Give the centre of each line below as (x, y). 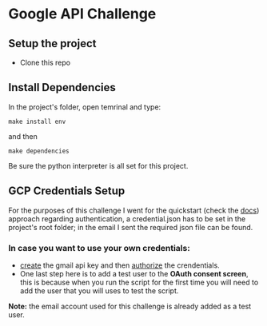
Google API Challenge (82, 14)
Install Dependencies (62, 87)
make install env (37, 121)
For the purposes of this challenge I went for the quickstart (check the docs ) (134, 210)
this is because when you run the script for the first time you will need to (139, 282)
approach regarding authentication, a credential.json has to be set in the (127, 219)
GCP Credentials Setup (67, 191)
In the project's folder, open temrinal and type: (85, 107)
